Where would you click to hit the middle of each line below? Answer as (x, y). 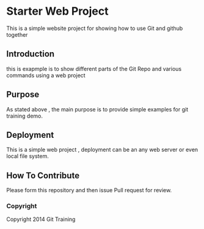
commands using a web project (46, 75)
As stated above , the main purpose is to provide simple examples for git (97, 109)
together (17, 34)
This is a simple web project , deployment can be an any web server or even (102, 150)
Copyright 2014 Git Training (41, 219)
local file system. (27, 156)
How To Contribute (43, 175)
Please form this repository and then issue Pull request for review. (89, 190)
